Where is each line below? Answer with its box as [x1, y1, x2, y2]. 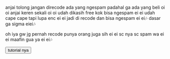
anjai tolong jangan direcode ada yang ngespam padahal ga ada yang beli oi [5, 5, 165, 10]
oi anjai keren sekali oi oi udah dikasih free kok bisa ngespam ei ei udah [5, 10, 155, 16]
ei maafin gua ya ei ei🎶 [5, 37, 52, 42]
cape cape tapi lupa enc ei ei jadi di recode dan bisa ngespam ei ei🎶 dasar [5, 15, 161, 21]
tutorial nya [8, 48, 29, 53]
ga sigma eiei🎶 [5, 21, 36, 27]
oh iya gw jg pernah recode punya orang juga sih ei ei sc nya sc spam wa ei [5, 31, 164, 37]
